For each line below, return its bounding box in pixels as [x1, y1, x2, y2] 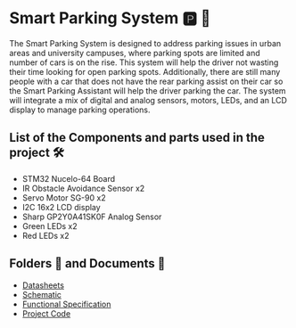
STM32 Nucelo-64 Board [21, 173, 116, 184]
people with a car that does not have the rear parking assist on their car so [9, 76, 284, 86]
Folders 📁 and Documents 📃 [9, 256, 166, 271]
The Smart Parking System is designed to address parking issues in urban [9, 37, 282, 48]
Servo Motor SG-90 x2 [21, 192, 106, 203]
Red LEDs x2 [21, 230, 70, 241]
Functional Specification [21, 299, 111, 309]
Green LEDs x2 [21, 220, 78, 231]
